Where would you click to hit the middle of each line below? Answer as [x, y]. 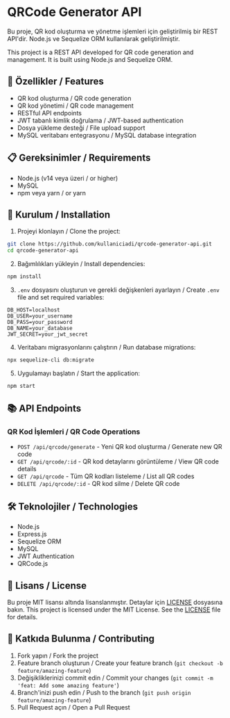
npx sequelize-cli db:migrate [51, 360]
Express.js [32, 534]
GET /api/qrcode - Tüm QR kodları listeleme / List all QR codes [106, 476]
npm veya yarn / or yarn [52, 193]
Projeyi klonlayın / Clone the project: [69, 231]
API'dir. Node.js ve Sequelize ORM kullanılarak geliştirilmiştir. [94, 38]
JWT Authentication [46, 556]
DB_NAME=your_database [40, 328]
